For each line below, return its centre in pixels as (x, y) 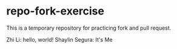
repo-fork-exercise (55, 11)
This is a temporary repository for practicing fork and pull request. (89, 28)
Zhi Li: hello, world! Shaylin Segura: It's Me (60, 39)
